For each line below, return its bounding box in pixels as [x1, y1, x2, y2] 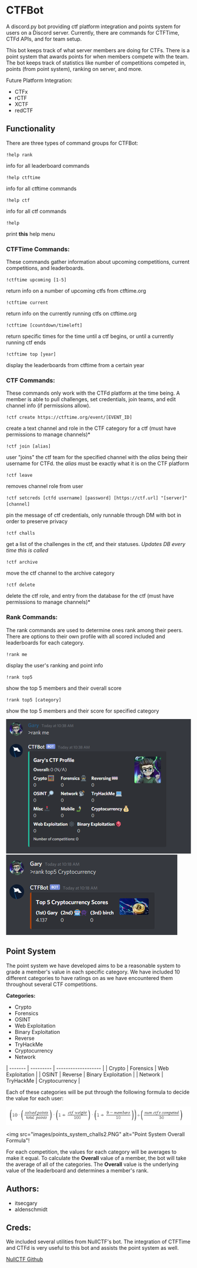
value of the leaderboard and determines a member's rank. [6, 1167, 149, 1174]
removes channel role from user [6, 483, 83, 490]
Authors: [6, 1184, 39, 1194]
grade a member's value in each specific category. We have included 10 [6, 968, 181, 975]
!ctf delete [6, 582, 35, 588]
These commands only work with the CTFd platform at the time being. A [6, 389, 180, 396]
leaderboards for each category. [6, 639, 84, 646]
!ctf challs [6, 530, 35, 537]
